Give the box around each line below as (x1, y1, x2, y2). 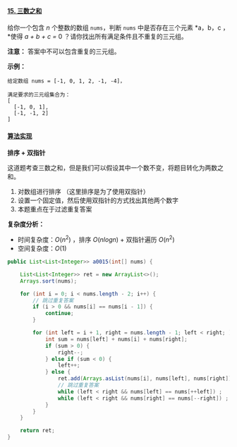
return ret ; (20, 427, 55, 434)
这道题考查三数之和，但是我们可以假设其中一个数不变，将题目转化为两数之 (7, 164, 224, 172)
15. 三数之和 (7, 6, 42, 15)
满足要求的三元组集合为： (7, 92, 71, 99)
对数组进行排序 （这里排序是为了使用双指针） (17, 188, 150, 196)
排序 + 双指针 (7, 149, 46, 157)
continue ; (44, 310, 74, 317)
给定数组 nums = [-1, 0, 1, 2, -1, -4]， (7, 78, 126, 85)
